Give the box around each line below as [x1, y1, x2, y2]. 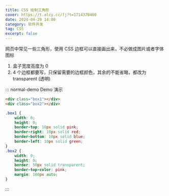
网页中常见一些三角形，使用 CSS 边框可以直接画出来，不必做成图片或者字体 [5, 46, 164, 51]
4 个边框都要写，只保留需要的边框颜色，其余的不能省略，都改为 [12, 69, 147, 75]
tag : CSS [5, 26, 24, 32]
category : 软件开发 [5, 21, 44, 27]
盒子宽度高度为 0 [12, 63, 48, 69]
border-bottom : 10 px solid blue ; [14, 134, 86, 139]
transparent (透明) [12, 76, 51, 81]
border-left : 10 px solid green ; [14, 139, 83, 144]
